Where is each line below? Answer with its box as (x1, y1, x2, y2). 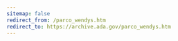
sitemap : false (6, 10, 51, 17)
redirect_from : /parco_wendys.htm (6, 17, 107, 24)
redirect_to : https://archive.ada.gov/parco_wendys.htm (6, 23, 171, 30)
